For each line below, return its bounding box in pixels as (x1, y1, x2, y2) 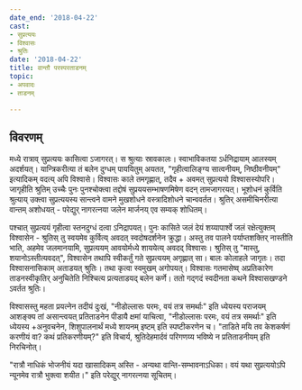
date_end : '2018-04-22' (9, 13, 99, 23)
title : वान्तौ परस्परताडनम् (9, 64, 87, 73)
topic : (9, 72, 34, 81)
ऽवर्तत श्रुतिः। (9, 283, 47, 294)
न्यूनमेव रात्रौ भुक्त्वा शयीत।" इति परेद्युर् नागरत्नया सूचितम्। (9, 370, 178, 381)
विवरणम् (9, 130, 43, 145)
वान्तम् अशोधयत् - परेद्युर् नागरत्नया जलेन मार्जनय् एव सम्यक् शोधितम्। (9, 204, 208, 215)
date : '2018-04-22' (9, 55, 83, 64)
